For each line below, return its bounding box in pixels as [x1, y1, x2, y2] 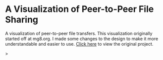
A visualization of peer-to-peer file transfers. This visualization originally [5, 30, 153, 36]
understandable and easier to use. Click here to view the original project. [5, 41, 154, 47]
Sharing [5, 14, 39, 25]
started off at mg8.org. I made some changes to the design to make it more [5, 36, 159, 42]
